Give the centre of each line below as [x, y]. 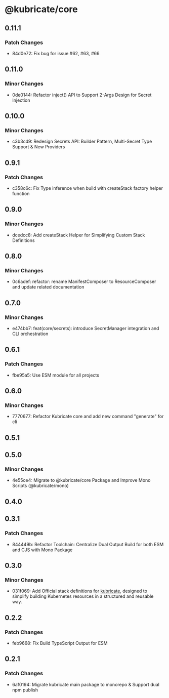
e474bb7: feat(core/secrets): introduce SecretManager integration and [86, 328]
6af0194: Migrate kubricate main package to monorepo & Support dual [86, 684]
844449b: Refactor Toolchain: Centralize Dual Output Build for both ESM [88, 544]
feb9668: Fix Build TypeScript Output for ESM [60, 643]
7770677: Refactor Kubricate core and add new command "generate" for [88, 417]
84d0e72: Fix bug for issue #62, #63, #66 [56, 53]
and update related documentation [48, 287]
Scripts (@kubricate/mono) [40, 486]
